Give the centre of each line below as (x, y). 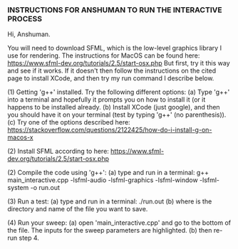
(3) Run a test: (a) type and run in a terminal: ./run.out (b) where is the (110, 201)
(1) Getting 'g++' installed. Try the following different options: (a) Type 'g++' (119, 92)
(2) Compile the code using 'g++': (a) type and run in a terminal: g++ (108, 173)
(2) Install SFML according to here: (58, 152)
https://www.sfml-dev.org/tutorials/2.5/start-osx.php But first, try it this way (119, 63)
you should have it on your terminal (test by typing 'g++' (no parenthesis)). (117, 115)
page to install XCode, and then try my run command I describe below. (111, 78)
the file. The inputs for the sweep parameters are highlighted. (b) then (110, 231)
